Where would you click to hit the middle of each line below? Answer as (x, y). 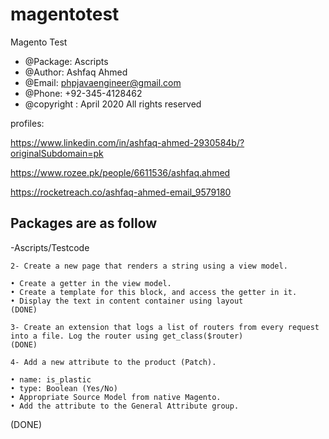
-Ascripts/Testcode (50, 247)
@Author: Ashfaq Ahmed (76, 72)
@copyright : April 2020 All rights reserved (113, 104)
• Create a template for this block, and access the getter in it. (154, 292)
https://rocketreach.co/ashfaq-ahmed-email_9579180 (121, 192)
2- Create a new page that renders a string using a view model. (149, 266)
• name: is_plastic (51, 379)
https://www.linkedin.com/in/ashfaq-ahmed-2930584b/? (127, 142)
